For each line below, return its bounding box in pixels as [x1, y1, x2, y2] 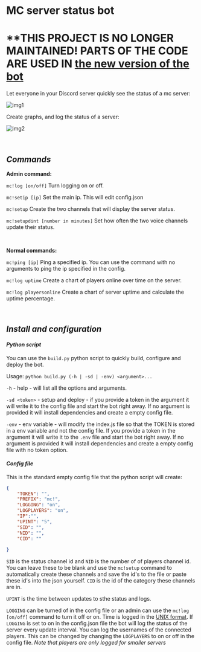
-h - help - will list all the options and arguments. [6, 384, 127, 392]
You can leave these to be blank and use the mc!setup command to [6, 564, 172, 572]
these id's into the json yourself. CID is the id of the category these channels [6, 577, 196, 584]
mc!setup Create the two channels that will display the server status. [6, 205, 175, 212]
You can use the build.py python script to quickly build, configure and [6, 354, 181, 361]
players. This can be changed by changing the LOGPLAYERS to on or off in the [6, 633, 195, 640]
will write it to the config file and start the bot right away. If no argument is [6, 402, 190, 410]
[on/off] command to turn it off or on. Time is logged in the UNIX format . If [6, 613, 193, 621]
